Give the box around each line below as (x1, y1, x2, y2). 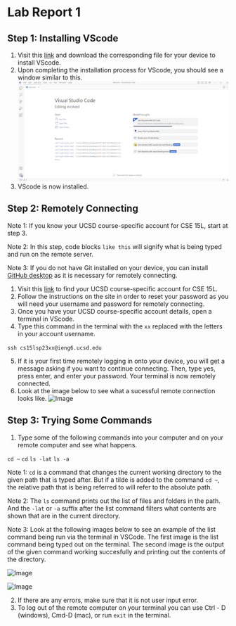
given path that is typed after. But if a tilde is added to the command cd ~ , (7, 475, 220, 484)
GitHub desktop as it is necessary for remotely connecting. (7, 271, 178, 279)
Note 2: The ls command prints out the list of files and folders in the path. (7, 497, 221, 505)
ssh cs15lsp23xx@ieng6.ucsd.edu (7, 344, 102, 352)
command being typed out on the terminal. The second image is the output (7, 539, 225, 549)
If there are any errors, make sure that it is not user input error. (17, 596, 199, 604)
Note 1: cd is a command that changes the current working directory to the (7, 468, 222, 476)
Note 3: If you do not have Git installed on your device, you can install (7, 263, 209, 272)
